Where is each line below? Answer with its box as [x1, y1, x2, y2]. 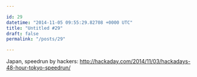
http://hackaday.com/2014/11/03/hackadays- [79, 58, 191, 65]
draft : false [6, 30, 39, 36]
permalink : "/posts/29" [6, 36, 66, 42]
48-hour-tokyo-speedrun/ [6, 64, 71, 72]
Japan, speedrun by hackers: [6, 58, 79, 65]
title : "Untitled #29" [6, 25, 63, 31]
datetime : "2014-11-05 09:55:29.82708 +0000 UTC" [6, 19, 133, 26]
